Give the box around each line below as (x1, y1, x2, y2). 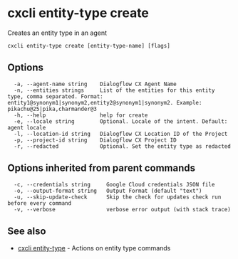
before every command (7, 199, 72, 207)
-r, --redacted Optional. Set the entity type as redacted (14, 142, 232, 150)
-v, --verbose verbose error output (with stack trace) (14, 206, 232, 213)
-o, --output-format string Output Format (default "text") (14, 187, 202, 194)
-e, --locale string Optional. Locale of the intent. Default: (14, 117, 228, 125)
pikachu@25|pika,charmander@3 (7, 105, 98, 112)
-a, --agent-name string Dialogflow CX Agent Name (14, 80, 177, 88)
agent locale (7, 124, 46, 131)
